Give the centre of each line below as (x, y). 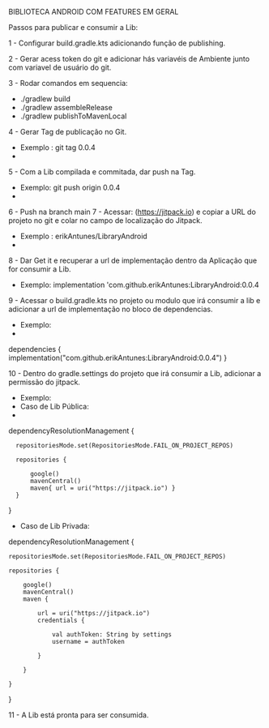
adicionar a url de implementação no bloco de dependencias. (111, 309)
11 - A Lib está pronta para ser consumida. (79, 715)
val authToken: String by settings (112, 635)
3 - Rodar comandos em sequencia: (68, 83)
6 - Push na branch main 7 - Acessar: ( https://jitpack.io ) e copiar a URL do (132, 212)
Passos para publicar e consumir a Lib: (73, 27)
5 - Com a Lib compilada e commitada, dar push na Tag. (102, 172)
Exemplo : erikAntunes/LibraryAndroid (83, 236)
